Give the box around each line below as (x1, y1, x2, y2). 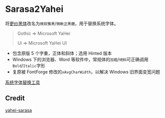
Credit (5, 94, 25, 103)
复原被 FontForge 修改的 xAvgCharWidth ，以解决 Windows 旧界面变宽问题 (12, 68, 161, 75)
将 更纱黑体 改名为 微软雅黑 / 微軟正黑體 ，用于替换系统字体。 (5, 20, 119, 26)
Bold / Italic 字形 (12, 62, 46, 68)
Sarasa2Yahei (5, 3, 64, 15)
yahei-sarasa (5, 107, 32, 113)
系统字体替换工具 (5, 79, 40, 85)
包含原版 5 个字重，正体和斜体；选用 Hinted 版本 (12, 50, 112, 56)
